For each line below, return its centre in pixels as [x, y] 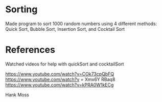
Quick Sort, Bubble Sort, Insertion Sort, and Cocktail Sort [65, 29]
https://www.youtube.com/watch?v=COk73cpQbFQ [60, 74]
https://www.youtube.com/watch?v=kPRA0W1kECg [60, 85]
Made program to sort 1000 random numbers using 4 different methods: [81, 24]
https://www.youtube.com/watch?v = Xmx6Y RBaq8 [60, 79]
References [30, 50]
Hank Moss [17, 95]
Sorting [21, 9]
